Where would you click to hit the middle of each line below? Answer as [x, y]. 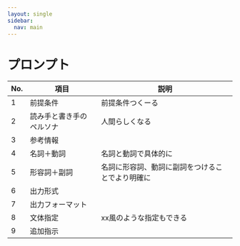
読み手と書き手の [59, 116]
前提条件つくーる [130, 103]
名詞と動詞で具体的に [137, 154]
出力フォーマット [59, 205]
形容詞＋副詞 [51, 173]
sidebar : [20, 21]
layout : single [30, 14]
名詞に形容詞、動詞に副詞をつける [158, 167]
